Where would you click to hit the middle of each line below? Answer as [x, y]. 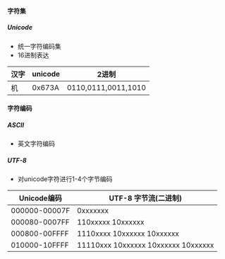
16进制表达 [33, 55]
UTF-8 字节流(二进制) [145, 198]
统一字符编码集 [39, 46]
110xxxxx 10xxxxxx [110, 222]
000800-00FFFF [40, 234]
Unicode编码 [40, 198]
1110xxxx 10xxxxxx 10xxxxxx [128, 234]
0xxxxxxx [93, 211]
